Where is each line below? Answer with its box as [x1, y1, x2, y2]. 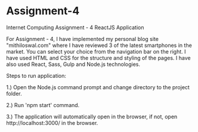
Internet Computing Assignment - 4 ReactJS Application [6, 24, 144, 31]
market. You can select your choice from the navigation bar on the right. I [6, 48, 186, 55]
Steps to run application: [6, 72, 67, 79]
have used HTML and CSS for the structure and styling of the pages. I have [6, 54, 191, 61]
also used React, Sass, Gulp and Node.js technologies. [6, 61, 141, 68]
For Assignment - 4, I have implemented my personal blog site [6, 35, 159, 42]
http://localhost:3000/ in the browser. [6, 119, 98, 126]
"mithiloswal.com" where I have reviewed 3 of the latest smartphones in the [6, 42, 192, 49]
